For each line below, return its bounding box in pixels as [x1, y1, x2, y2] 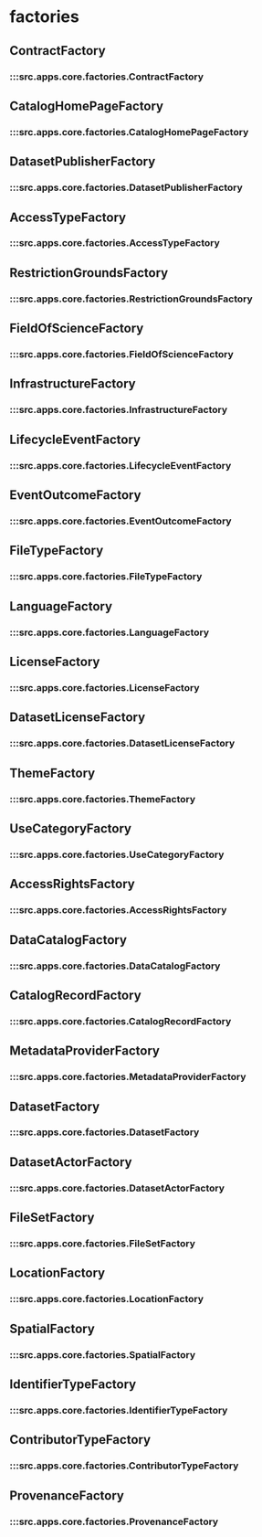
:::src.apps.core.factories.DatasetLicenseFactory [9, 737, 236, 750]
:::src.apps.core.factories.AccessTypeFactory [9, 237, 221, 249]
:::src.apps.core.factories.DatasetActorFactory [9, 1182, 225, 1194]
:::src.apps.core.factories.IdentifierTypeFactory [9, 1404, 228, 1416]
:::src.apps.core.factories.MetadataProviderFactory [9, 1071, 246, 1084]
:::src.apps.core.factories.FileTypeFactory [9, 570, 203, 583]
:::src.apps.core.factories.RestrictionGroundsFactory [9, 292, 253, 305]
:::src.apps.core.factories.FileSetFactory [9, 1237, 196, 1250]
